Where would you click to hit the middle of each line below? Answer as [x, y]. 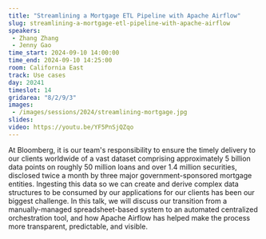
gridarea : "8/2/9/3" [43, 98]
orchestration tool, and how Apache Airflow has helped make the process [129, 217]
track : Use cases [37, 75]
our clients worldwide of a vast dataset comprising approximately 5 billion [130, 158]
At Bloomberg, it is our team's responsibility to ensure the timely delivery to [132, 149]
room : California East [46, 68]
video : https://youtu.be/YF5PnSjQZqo [71, 127]
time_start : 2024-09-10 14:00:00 [64, 53]
